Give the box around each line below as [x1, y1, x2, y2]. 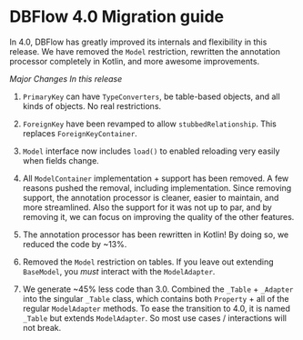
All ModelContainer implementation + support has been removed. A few [22, 173, 289, 184]
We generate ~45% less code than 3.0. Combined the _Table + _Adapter [22, 284, 294, 295]
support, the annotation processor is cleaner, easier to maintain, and [22, 192, 279, 203]
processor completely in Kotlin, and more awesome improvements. [9, 55, 260, 66]
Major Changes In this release [9, 73, 123, 84]
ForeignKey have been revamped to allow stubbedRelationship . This [22, 118, 278, 129]
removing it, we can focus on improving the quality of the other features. [22, 211, 295, 222]
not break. [22, 322, 62, 333]
